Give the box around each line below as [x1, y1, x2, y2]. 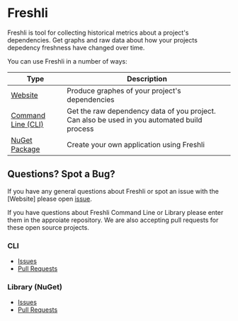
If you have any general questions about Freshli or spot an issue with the [7, 187, 220, 195]
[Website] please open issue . [7, 194, 92, 203]
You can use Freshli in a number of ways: [7, 57, 127, 65]
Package [11, 144, 40, 153]
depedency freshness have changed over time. [7, 43, 145, 52]
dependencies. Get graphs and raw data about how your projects [7, 35, 198, 44]
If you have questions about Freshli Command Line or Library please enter [7, 208, 224, 216]
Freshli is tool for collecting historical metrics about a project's [7, 28, 189, 37]
